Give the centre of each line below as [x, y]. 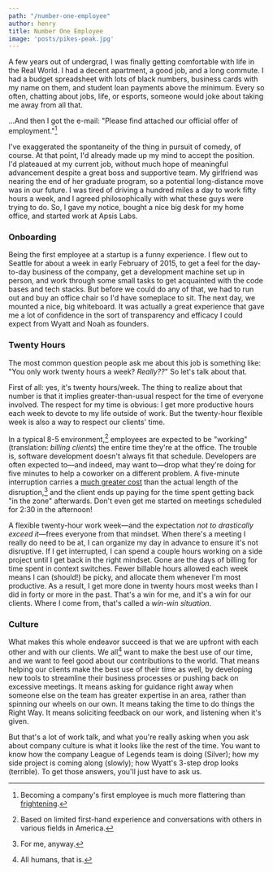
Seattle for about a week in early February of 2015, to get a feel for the [126, 263]
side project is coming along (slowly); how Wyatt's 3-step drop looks [123, 763]
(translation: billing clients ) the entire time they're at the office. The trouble [133, 448]
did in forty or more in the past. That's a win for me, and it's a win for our [130, 594]
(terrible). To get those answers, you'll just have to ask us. [105, 771]
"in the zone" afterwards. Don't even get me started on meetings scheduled [135, 501]
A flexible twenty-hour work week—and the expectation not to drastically [131, 525]
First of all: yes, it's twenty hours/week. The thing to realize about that [126, 387]
